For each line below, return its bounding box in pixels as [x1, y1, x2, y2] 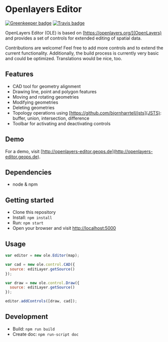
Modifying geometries [12, 99, 59, 105]
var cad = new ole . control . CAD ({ [5, 262, 75, 267]
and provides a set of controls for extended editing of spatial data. [5, 35, 142, 41]
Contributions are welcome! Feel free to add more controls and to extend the [5, 45, 163, 51]
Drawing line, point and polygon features [12, 89, 97, 95]
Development [5, 312, 49, 321]
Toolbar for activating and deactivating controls [12, 120, 111, 126]
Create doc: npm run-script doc [12, 331, 79, 337]
